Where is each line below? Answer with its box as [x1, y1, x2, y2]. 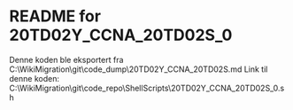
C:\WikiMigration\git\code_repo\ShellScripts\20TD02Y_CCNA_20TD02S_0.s [9, 82, 285, 93]
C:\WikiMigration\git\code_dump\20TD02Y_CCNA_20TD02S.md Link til [9, 64, 268, 75]
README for [9, 6, 102, 27]
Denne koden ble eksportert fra [9, 54, 124, 65]
